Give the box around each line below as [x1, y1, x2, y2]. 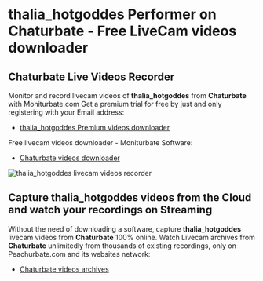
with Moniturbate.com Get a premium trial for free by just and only [8, 100, 222, 108]
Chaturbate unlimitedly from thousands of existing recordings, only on [8, 241, 237, 250]
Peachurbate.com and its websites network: [8, 249, 151, 258]
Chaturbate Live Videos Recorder [8, 70, 175, 83]
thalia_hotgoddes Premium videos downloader [19, 123, 170, 132]
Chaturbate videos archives [19, 265, 110, 274]
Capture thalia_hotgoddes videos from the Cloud [8, 191, 252, 205]
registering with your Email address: [8, 108, 125, 117]
